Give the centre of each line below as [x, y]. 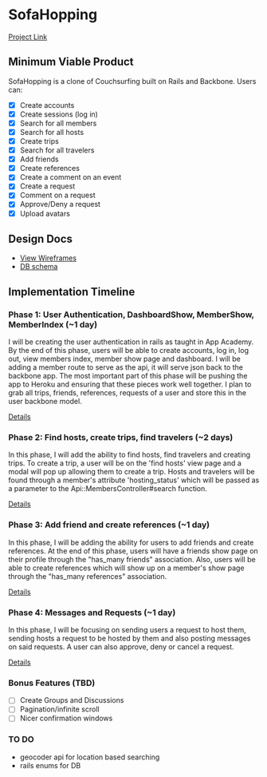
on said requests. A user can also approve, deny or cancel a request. [121, 646]
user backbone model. [45, 402]
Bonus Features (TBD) [52, 683]
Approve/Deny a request [60, 204]
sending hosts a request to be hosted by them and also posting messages [130, 638]
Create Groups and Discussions [72, 700]
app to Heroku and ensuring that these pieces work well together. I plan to [130, 384]
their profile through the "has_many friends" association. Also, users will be [132, 559]
